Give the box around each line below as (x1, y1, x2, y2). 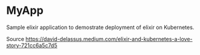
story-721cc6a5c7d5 (6, 42, 58, 49)
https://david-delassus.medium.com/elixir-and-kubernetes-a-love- (25, 35, 193, 42)
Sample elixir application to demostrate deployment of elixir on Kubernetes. (6, 24, 195, 31)
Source (6, 35, 24, 42)
